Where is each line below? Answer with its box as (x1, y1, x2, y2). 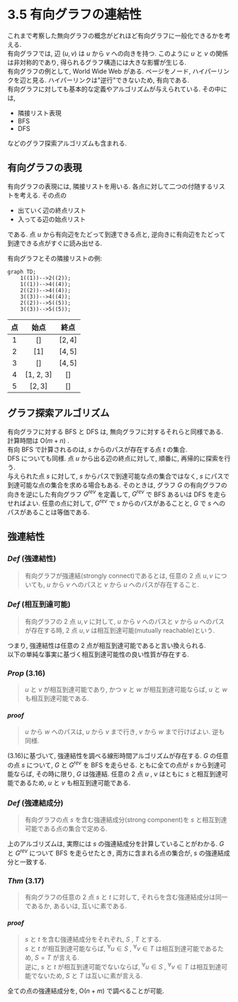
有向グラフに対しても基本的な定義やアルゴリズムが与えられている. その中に (7, 85, 228, 93)
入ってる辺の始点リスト (17, 215, 86, 223)
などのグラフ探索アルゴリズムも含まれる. (7, 139, 127, 147)
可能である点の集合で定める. (24, 824, 108, 833)
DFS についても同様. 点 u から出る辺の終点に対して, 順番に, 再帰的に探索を (7, 454, 225, 462)
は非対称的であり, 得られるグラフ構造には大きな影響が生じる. (7, 58, 186, 66)
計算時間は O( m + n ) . (7, 436, 69, 444)
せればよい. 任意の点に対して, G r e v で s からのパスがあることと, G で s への (7, 498, 226, 507)
